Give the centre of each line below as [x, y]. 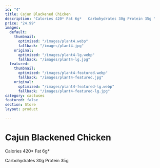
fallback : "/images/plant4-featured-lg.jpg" [64, 91]
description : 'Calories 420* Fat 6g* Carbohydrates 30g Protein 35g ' [80, 19]
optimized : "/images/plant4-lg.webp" [56, 55]
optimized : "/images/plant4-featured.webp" [63, 73]
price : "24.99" [20, 23]
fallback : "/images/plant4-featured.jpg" [61, 77]
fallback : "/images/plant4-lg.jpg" [54, 59]
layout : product [21, 109]
